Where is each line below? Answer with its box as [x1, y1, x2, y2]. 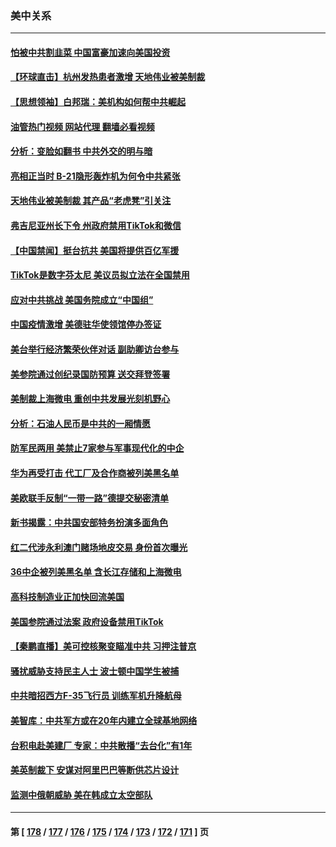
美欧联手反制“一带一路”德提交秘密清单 [10, 492, 170, 504]
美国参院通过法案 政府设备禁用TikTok [10, 615, 164, 627]
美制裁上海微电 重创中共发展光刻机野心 [10, 393, 171, 405]
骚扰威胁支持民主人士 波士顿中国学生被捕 [10, 665, 180, 677]
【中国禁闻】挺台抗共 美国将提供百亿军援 [10, 244, 180, 256]
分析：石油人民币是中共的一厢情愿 [10, 417, 151, 429]
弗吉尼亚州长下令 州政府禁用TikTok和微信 [10, 220, 182, 232]
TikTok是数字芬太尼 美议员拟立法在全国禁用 [10, 269, 190, 281]
